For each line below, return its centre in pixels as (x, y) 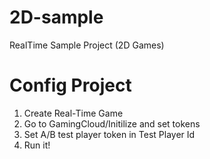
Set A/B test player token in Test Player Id (109, 134)
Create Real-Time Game (73, 113)
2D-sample (56, 17)
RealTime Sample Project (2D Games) (87, 45)
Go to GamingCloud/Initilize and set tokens (112, 123)
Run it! (37, 145)
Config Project (70, 85)
